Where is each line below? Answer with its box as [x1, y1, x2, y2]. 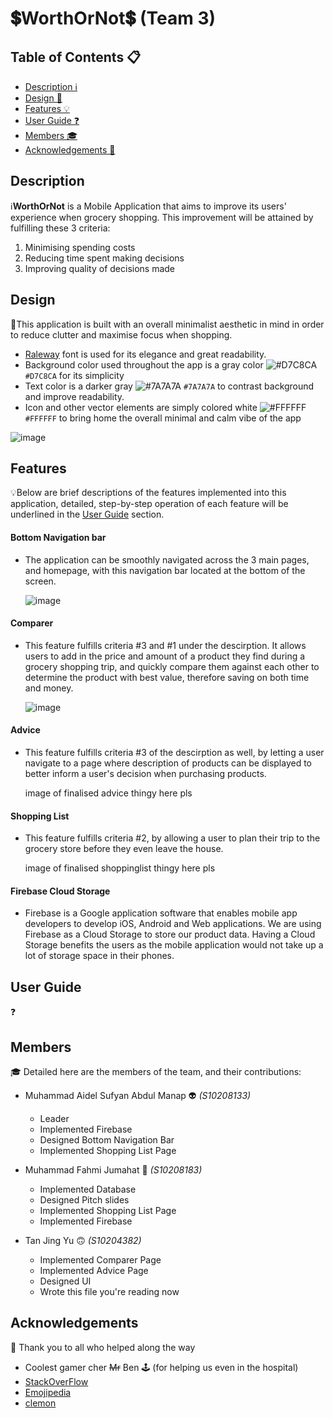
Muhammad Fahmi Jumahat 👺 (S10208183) [24, 1164, 203, 1176]
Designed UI [39, 1275, 92, 1287]
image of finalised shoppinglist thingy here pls [24, 862, 216, 874]
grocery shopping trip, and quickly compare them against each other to [24, 660, 320, 672]
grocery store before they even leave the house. [24, 843, 224, 855]
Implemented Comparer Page [39, 1254, 162, 1266]
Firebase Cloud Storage [10, 885, 111, 897]
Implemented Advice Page [39, 1265, 149, 1277]
